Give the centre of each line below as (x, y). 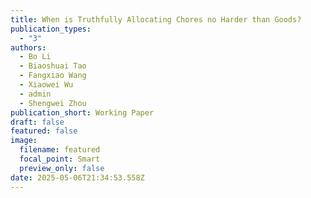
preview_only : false (62, 168)
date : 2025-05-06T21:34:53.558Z (77, 177)
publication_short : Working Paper (82, 112)
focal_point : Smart (60, 159)
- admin (35, 94)
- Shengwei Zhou (53, 103)
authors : (28, 47)
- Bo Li (35, 57)
